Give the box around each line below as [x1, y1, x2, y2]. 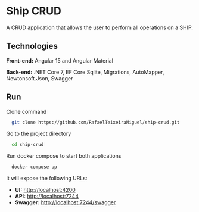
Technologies [6, 41, 58, 51]
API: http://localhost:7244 [14, 192, 79, 200]
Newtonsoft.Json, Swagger [6, 74, 73, 82]
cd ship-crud [11, 142, 44, 148]
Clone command [6, 108, 47, 115]
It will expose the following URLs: [6, 174, 88, 182]
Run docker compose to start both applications [6, 152, 122, 160]
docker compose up [11, 164, 58, 170]
